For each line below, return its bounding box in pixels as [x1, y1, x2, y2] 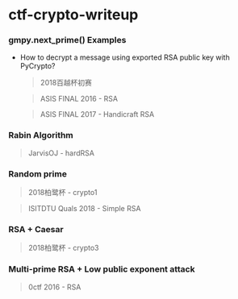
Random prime [8, 168, 67, 179]
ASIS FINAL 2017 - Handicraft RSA [40, 110, 155, 119]
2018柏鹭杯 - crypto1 [27, 188, 98, 197]
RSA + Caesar [8, 224, 64, 235]
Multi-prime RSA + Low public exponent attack [8, 264, 195, 275]
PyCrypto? [19, 61, 56, 71]
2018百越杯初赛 [40, 78, 93, 88]
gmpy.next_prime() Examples [8, 35, 127, 46]
